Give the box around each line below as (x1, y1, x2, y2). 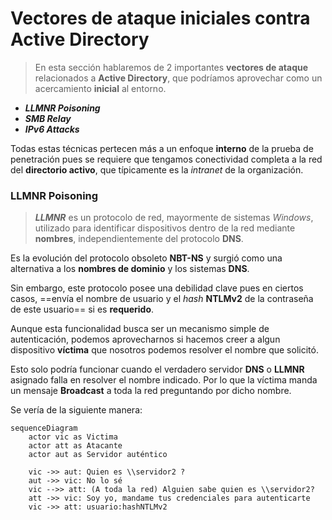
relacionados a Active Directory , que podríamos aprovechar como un (34, 72, 323, 84)
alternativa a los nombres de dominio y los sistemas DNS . (10, 263, 250, 275)
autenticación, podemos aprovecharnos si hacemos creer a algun (10, 333, 281, 346)
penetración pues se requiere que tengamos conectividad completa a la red (10, 153, 323, 165)
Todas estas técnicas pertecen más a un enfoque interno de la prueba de (10, 142, 314, 154)
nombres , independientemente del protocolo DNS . (34, 233, 244, 245)
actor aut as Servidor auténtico (28, 450, 168, 460)
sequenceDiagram (10, 423, 78, 434)
